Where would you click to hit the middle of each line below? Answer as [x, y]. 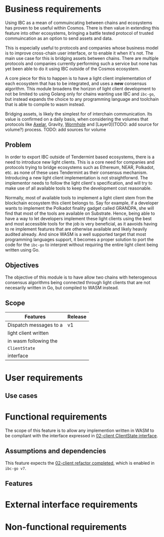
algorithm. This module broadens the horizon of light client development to [81, 88]
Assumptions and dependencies [56, 451]
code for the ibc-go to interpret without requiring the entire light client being [82, 245]
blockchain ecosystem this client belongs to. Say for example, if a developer [82, 203]
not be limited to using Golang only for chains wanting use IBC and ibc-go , [80, 94]
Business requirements [53, 9]
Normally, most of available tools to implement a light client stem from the [79, 198]
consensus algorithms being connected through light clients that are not [78, 282]
